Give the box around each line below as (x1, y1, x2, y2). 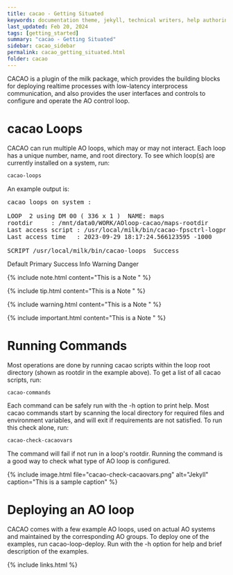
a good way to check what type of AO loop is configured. (7, 457, 171, 465)
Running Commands (7, 337, 128, 353)
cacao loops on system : (7, 198, 92, 206)
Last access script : (7, 226, 81, 233)
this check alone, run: (7, 424, 69, 432)
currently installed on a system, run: (7, 158, 110, 167)
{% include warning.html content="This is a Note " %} (7, 300, 162, 308)
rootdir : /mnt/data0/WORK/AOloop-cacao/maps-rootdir (7, 219, 209, 226)
